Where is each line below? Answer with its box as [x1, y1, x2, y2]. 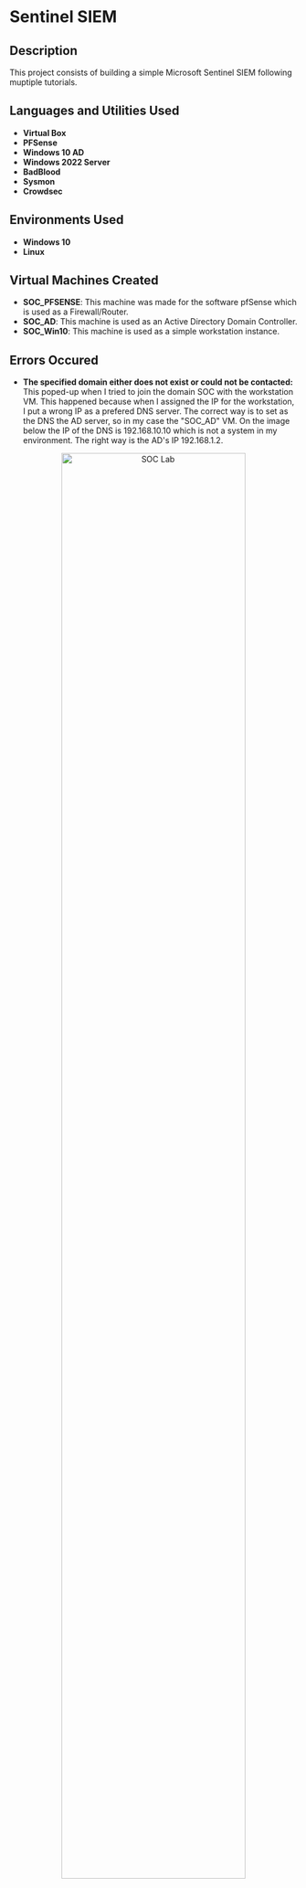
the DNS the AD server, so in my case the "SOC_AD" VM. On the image [22, 416, 290, 427]
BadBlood [22, 166, 61, 177]
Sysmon [22, 175, 56, 186]
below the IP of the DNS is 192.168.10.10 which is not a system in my [22, 425, 278, 436]
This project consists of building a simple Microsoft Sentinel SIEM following [9, 67, 292, 78]
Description [9, 43, 78, 58]
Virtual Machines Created [9, 272, 159, 289]
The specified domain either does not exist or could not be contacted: [22, 377, 294, 387]
